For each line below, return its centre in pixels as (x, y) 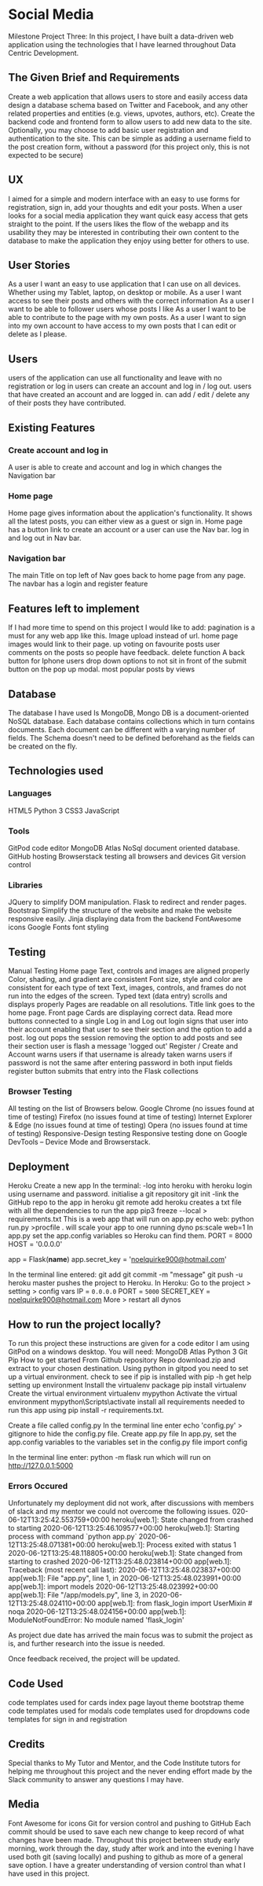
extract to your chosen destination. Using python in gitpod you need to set (128, 1369)
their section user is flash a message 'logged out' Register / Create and (123, 1046)
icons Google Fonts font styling (58, 927)
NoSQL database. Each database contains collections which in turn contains (131, 722)
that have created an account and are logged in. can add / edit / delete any (129, 395)
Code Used (36, 1684)
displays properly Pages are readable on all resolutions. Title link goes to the (131, 1005)
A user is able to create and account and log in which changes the (115, 467)
